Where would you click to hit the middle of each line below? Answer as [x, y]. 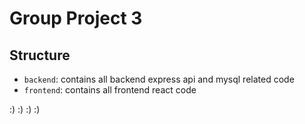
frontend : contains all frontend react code [110, 90]
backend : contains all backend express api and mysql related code [159, 79]
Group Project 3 [76, 18]
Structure [40, 55]
